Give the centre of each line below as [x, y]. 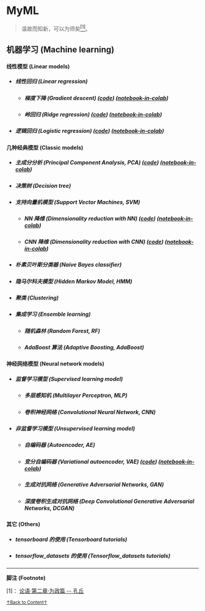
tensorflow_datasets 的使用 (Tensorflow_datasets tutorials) [93, 556]
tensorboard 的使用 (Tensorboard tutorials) [71, 539]
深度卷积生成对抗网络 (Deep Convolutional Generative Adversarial [109, 501]
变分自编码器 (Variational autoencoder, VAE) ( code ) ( [92, 462]
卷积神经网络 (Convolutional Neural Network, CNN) [90, 412]
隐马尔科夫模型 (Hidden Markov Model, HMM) [74, 281]
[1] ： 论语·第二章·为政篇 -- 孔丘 [45, 591]
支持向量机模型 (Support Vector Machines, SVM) [77, 202]
